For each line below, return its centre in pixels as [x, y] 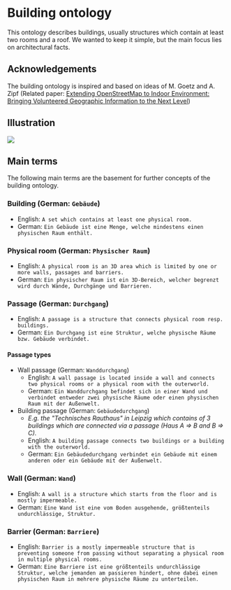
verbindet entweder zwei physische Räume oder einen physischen [123, 398]
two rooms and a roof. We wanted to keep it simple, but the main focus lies [114, 39]
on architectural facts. [39, 47]
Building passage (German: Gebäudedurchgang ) [83, 411]
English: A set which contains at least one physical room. [105, 219]
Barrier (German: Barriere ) [53, 531]
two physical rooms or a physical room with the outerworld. [118, 384]
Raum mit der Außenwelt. [64, 404]
